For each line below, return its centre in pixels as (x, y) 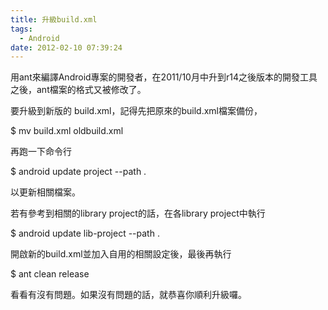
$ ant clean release (50, 274)
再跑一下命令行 (41, 152)
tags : (21, 29)
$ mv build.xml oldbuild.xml (67, 131)
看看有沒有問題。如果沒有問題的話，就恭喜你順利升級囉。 (128, 295)
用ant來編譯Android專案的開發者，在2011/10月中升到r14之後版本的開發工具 (164, 77)
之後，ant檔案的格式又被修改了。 (78, 90)
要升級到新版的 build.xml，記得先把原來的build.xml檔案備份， (136, 111)
